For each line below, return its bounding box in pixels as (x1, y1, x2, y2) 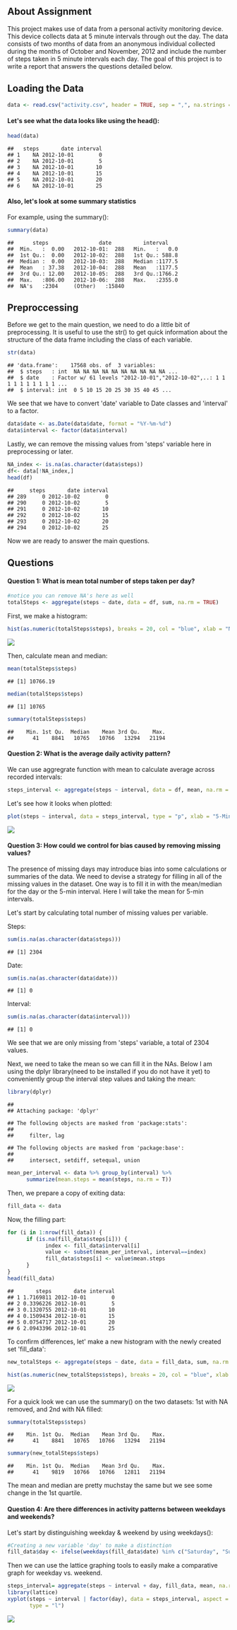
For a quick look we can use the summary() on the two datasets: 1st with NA (7, 1397, 229, 1406)
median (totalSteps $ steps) (7, 690, 83, 698)
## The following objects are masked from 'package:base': (7, 1145, 185, 1152)
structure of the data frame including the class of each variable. (7, 335, 193, 344)
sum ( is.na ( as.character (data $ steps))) (7, 935, 121, 943)
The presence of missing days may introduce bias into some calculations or (7, 865, 227, 873)
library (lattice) (7, 1589, 59, 1596)
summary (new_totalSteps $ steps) (7, 1450, 99, 1457)
